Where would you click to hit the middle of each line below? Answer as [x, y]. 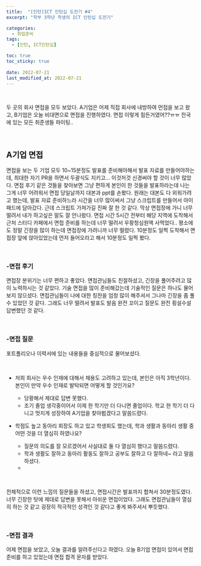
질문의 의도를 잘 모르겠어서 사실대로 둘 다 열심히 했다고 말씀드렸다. [101, 446]
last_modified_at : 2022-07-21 [44, 78]
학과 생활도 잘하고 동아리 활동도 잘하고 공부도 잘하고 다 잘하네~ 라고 [103, 453]
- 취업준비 [23, 34]
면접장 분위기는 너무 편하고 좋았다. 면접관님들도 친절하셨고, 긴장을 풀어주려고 [96, 281]
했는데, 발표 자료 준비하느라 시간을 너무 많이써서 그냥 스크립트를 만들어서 [97, 200]
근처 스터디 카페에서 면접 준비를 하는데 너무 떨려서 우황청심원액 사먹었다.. [92, 223]
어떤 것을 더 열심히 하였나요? [48, 433]
